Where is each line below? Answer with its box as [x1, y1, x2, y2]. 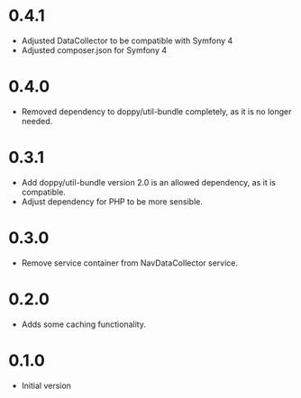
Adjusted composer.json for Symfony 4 [21, 44, 168, 55]
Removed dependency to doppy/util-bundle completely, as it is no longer [21, 105, 292, 117]
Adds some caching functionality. [21, 319, 146, 330]
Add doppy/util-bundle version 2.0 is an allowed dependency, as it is [21, 176, 277, 187]
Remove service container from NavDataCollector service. [21, 258, 238, 268]
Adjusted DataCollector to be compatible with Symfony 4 [21, 35, 233, 46]
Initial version [21, 380, 71, 391]
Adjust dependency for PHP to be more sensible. [21, 195, 204, 207]
